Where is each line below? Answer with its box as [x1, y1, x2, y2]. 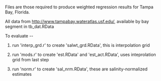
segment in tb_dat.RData [5, 24, 54, 29]
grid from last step [12, 57, 49, 62]
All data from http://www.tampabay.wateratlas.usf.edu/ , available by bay [5, 19, 149, 24]
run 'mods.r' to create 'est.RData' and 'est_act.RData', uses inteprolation [12, 52, 156, 57]
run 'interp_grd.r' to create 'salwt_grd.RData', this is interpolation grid [12, 42, 150, 48]
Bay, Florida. [5, 9, 30, 15]
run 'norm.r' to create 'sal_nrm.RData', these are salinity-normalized [12, 66, 148, 72]
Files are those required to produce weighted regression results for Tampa [5, 4, 154, 10]
